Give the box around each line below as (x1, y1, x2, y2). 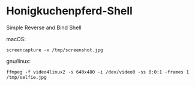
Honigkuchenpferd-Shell (6, 4, 133, 18)
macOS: (6, 35, 26, 42)
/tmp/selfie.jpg (6, 74, 47, 80)
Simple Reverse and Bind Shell (6, 24, 82, 31)
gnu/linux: (6, 57, 31, 64)
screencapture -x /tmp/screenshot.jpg (6, 47, 103, 53)
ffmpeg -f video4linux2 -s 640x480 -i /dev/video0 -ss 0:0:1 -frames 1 (6, 69, 189, 75)
